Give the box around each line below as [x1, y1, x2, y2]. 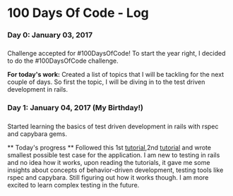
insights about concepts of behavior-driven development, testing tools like [7, 166, 224, 174]
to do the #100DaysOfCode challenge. [7, 56, 119, 65]
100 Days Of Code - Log [7, 5, 150, 21]
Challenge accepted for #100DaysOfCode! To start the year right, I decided [7, 49, 226, 58]
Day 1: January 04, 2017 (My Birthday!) [7, 103, 143, 113]
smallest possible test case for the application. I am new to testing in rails [7, 150, 220, 159]
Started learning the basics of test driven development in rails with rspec [7, 122, 219, 130]
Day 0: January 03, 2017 [7, 30, 93, 40]
